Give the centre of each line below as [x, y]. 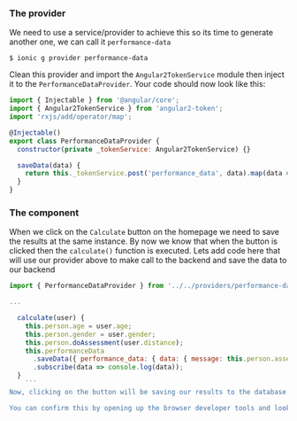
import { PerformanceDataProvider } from [87, 286]
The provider [38, 13]
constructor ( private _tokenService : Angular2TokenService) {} [134, 149]
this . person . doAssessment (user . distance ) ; [104, 343]
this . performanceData [65, 351]
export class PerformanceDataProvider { [85, 141]
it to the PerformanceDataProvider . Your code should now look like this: [137, 84]
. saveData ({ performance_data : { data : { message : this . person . [153, 359]
